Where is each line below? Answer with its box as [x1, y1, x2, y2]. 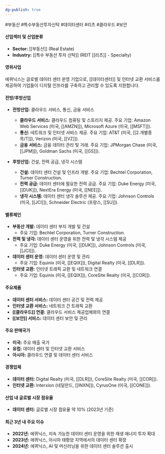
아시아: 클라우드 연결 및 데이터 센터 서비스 [12, 352, 93, 358]
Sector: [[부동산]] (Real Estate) [12, 46, 75, 52]
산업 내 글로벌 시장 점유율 [5, 394, 53, 400]
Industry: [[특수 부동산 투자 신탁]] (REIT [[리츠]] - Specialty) [12, 52, 132, 58]
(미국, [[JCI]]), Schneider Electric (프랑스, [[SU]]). [19, 199, 119, 205]
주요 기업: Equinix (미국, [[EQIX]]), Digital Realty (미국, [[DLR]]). [19, 260, 146, 266]
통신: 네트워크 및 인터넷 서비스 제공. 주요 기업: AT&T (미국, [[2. [19, 130, 140, 135]
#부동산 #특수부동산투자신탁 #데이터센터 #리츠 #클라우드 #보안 [5, 21, 127, 27]
